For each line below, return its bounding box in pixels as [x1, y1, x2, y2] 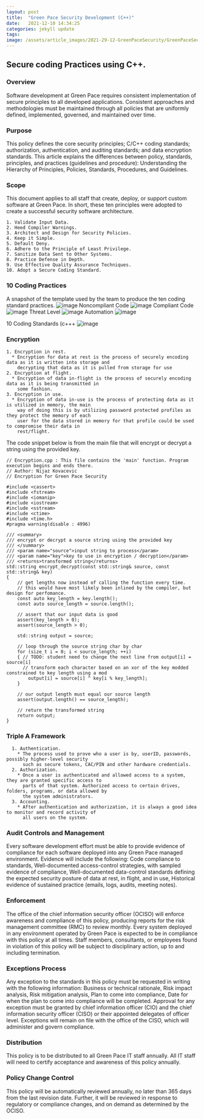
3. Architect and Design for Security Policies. [6, 230, 132, 236]
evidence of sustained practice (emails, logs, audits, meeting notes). [6, 881, 177, 889]
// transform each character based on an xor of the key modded [22, 665, 189, 671]
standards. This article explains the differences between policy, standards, [6, 152, 192, 160]
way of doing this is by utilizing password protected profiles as [17, 407, 191, 413]
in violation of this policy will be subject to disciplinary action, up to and [6, 942, 185, 950]
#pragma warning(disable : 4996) [6, 521, 91, 527]
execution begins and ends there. [6, 462, 94, 468]
